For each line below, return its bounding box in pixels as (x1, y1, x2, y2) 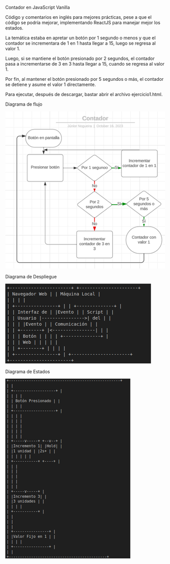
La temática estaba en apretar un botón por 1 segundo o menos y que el (5, 35, 156, 41)
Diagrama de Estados (5, 368, 50, 374)
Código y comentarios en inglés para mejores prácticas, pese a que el (5, 14, 152, 20)
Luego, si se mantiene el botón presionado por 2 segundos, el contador (5, 55, 155, 61)
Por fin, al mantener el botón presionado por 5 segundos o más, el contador (5, 76, 164, 82)
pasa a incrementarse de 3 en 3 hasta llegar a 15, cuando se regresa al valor (5, 61, 165, 67)
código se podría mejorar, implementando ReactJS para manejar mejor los (5, 20, 161, 25)
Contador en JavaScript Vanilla (5, 5, 70, 10)
